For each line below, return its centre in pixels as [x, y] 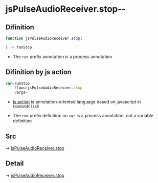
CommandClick [26, 106]
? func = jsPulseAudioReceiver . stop [48, 88]
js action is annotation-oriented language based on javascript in [77, 102]
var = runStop [18, 83]
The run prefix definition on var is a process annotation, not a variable [83, 116]
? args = [21, 92]
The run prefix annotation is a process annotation [62, 56]
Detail [15, 164]
